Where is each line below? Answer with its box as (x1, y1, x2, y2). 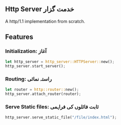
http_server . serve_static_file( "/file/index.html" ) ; (5, 114, 117, 120)
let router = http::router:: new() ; (5, 87, 79, 92)
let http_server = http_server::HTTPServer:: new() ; (5, 59, 115, 64)
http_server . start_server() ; (5, 63, 66, 69)
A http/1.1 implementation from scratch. (5, 18, 86, 24)
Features (5, 33, 33, 41)
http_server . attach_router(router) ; (5, 91, 81, 96)
